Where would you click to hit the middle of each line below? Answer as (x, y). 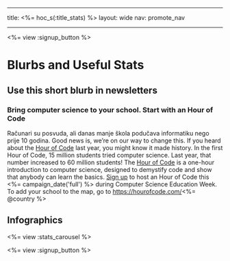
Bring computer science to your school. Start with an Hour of (110, 110)
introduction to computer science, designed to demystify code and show (110, 169)
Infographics (35, 220)
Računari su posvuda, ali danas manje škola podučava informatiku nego (108, 133)
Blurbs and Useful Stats (76, 65)
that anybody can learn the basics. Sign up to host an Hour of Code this (108, 177)
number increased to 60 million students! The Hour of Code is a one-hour (111, 162)
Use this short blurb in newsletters (82, 90)
